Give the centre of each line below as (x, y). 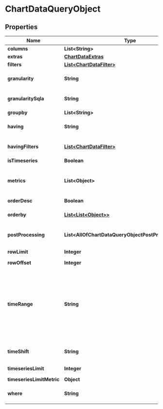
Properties (21, 27)
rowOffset (19, 263)
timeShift (18, 351)
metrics (16, 181)
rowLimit (18, 252)
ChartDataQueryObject (53, 9)
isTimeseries (23, 160)
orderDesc (20, 201)
